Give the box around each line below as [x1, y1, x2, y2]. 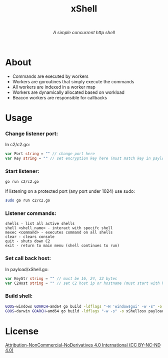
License [5, 325, 39, 337]
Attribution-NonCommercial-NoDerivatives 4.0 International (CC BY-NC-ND [5, 342, 161, 348]
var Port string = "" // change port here [5, 151, 95, 156]
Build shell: [5, 292, 33, 299]
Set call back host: [5, 255, 51, 262]
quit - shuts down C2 [5, 239, 50, 244]
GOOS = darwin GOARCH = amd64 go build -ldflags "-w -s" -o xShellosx [5, 308, 146, 314]
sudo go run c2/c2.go [5, 198, 50, 203]
